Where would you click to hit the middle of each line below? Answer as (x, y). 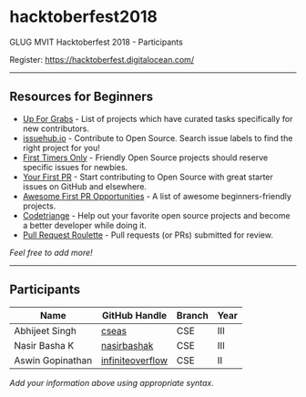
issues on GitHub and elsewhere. (85, 186)
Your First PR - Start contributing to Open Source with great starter (148, 177)
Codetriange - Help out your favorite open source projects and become (156, 215)
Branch (193, 315)
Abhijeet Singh (46, 331)
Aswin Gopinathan (53, 360)
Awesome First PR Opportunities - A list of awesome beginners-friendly (157, 196)
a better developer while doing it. (85, 225)
